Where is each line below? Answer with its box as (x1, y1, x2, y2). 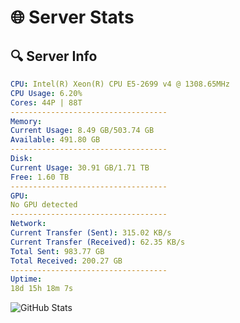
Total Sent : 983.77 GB (10, 246, 105, 256)
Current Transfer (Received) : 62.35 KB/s (10, 237, 186, 247)
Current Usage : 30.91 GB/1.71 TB (10, 162, 150, 173)
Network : (10, 219, 47, 229)
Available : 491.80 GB (10, 135, 101, 145)
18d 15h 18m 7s (10, 284, 74, 294)
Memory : (10, 116, 43, 126)
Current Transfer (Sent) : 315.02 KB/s (10, 228, 172, 238)
